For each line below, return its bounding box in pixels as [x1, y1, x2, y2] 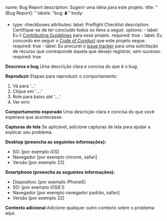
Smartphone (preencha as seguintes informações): [5, 169, 115, 175]
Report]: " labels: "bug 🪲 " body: [16, 10, 84, 16]
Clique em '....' [12, 88, 42, 94]
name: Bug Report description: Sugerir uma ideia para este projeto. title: [5, 5, 155, 10]
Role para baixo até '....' [12, 94, 62, 100]
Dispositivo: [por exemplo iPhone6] [12, 179, 86, 185]
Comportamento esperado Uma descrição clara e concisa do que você [5, 109, 155, 115]
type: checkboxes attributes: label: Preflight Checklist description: [12, 22, 150, 27]
